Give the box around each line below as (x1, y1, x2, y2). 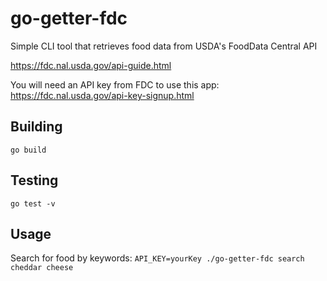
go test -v (10, 198, 56, 209)
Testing (10, 172, 59, 189)
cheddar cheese (10, 263, 74, 273)
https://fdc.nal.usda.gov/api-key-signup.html (10, 89, 195, 101)
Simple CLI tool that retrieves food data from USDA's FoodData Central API (10, 40, 318, 52)
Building (10, 118, 63, 136)
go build (10, 145, 47, 155)
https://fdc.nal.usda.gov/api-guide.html (10, 59, 172, 71)
